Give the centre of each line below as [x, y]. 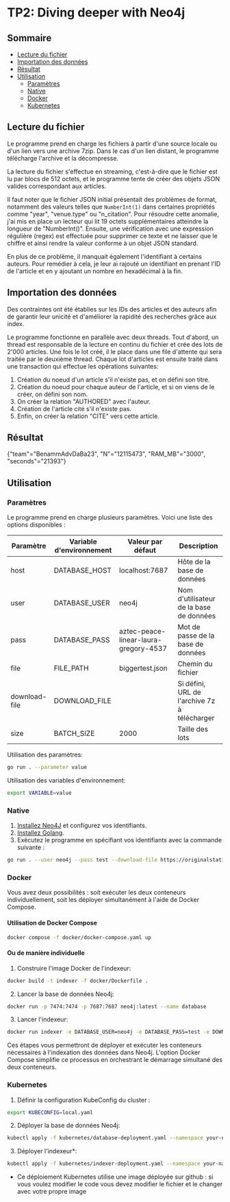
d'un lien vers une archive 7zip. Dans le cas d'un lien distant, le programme [113, 151]
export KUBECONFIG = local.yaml [50, 1112]
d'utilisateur [196, 599]
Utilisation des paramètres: [45, 755]
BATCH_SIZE [74, 734]
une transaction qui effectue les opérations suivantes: [83, 366]
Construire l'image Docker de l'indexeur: [74, 968]
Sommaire [29, 38]
